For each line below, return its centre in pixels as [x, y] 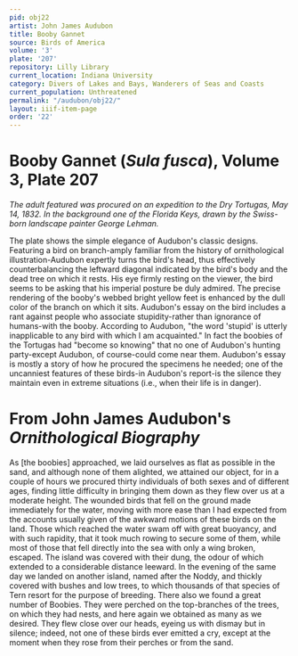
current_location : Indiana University [81, 76]
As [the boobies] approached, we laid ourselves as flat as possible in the [142, 463]
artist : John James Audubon [61, 26]
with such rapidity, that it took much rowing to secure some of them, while [145, 538]
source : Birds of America [57, 42]
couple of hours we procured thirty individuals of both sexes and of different [149, 481]
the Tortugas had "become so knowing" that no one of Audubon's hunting [145, 345]
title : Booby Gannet [48, 34]
